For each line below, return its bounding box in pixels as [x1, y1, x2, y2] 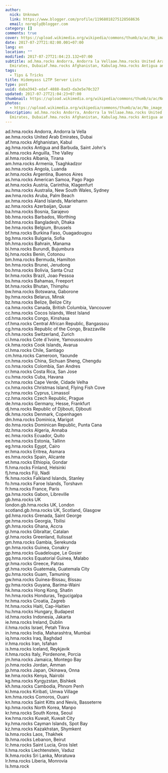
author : [5, 7, 21, 13]
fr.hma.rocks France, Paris [5, 485, 59, 492]
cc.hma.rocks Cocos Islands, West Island [5, 310, 90, 316]
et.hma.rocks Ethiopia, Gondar [5, 459, 68, 465]
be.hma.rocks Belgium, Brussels [5, 224, 71, 230]
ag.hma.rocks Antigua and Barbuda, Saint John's [5, 144, 106, 151]
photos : [5, 101, 21, 106]
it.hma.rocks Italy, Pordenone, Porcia [5, 651, 81, 657]
